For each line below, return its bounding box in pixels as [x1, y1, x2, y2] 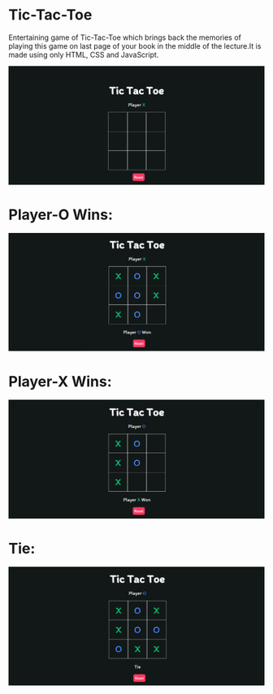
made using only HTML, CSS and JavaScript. [8, 50, 159, 59]
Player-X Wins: [8, 372, 112, 390]
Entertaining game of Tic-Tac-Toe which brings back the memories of [8, 32, 242, 42]
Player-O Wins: [8, 205, 114, 224]
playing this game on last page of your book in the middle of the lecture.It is [8, 41, 262, 50]
